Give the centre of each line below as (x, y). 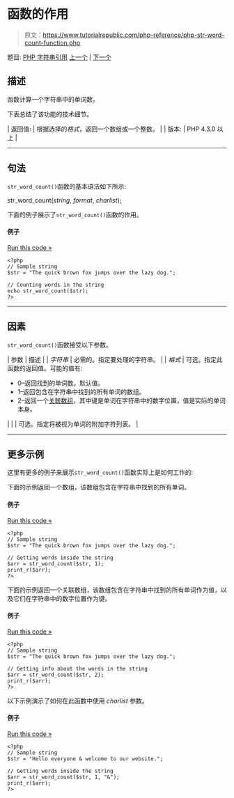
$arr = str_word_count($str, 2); (56, 675)
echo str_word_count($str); (48, 291)
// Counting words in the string (56, 285)
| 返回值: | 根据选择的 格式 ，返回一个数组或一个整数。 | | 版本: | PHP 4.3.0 (111, 129)
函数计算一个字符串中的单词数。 (53, 99)
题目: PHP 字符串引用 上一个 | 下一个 (59, 57)
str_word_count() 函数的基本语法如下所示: (67, 186)
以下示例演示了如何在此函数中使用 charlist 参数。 (78, 701)
